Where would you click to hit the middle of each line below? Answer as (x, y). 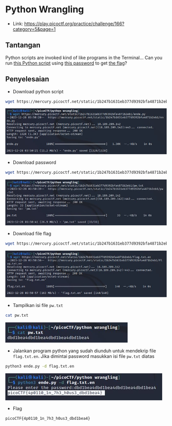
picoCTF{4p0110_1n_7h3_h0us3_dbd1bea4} (48, 418)
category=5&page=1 (34, 29)
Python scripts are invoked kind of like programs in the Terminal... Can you (84, 57)
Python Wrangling (45, 9)
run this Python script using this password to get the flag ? (66, 63)
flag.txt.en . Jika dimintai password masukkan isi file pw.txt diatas (83, 356)
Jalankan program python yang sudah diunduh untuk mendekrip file (84, 351)
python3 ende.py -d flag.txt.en (40, 367)
